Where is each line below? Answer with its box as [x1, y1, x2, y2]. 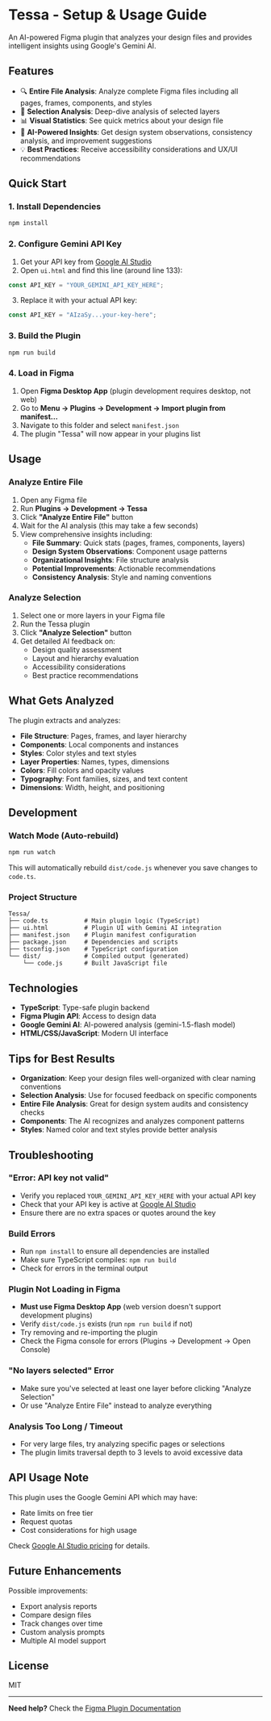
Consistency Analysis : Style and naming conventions [31, 572, 212, 582]
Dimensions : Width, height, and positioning [19, 782, 165, 792]
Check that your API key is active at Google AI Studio [19, 1199, 196, 1208]
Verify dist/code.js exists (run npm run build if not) [19, 1319, 194, 1329]
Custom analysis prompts [19, 1627, 105, 1636]
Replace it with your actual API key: [19, 295, 138, 305]
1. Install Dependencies [8, 201, 102, 212]
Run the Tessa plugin [19, 619, 90, 629]
